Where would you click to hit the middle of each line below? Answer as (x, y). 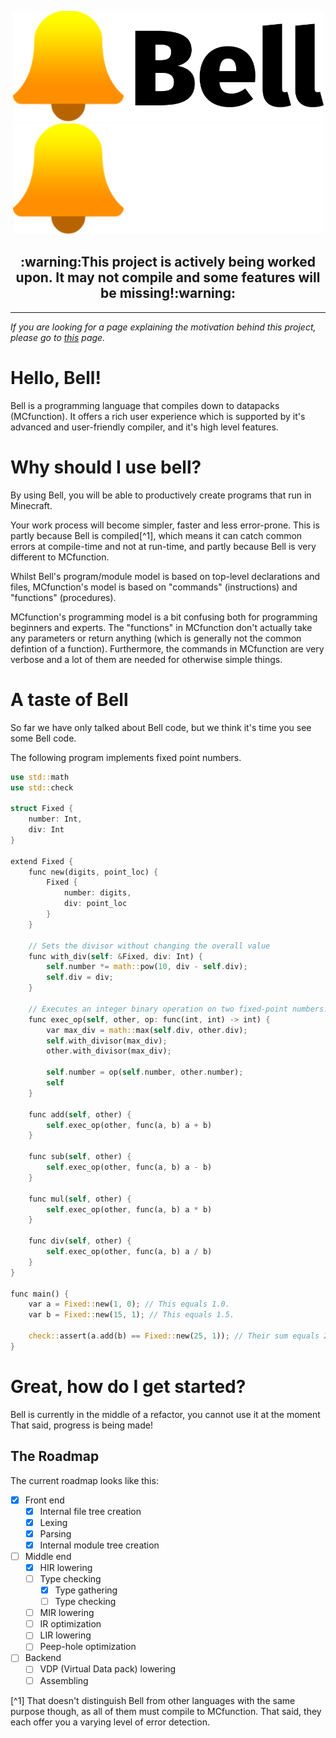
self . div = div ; (80, 977)
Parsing (55, 1533)
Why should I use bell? (106, 467)
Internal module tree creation (99, 1545)
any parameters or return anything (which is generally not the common (156, 638)
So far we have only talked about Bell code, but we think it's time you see (161, 727)
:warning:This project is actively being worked (168, 262)
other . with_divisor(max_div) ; (109, 1051)
